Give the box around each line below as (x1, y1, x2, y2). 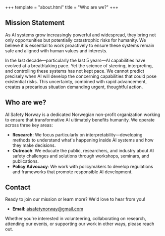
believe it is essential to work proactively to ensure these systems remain (5, 42, 155, 48)
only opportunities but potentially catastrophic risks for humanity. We (5, 37, 146, 43)
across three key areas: (5, 122, 53, 128)
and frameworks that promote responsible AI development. (12, 169, 133, 175)
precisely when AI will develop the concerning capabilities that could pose (5, 73, 157, 79)
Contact (5, 183, 31, 192)
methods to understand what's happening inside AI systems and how (12, 137, 154, 143)
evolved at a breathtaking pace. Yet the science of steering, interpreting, (5, 62, 153, 69)
